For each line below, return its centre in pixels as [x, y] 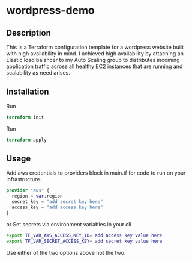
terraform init [25, 117]
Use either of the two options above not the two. [66, 252]
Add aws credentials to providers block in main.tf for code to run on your [96, 173]
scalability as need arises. [38, 73]
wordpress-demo [50, 11]
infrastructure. [24, 179]
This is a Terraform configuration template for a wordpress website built [95, 47]
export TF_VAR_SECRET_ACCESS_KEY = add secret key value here [84, 241]
